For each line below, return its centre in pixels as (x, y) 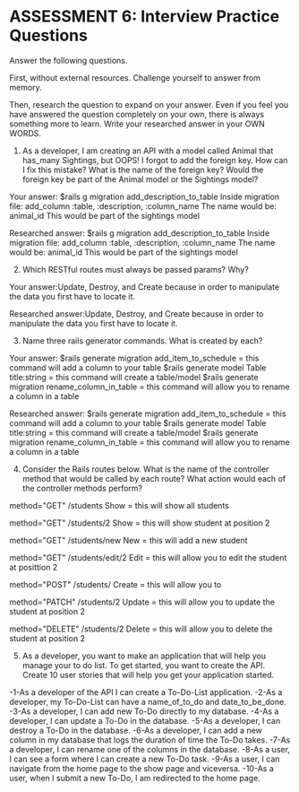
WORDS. (26, 133)
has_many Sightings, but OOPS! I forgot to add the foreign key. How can (155, 160)
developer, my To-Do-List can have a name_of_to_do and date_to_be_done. (148, 701)
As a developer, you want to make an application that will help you (144, 656)
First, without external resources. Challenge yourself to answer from (135, 77)
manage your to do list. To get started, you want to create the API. (144, 665)
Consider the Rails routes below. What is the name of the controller (145, 469)
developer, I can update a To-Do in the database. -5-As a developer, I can (145, 720)
